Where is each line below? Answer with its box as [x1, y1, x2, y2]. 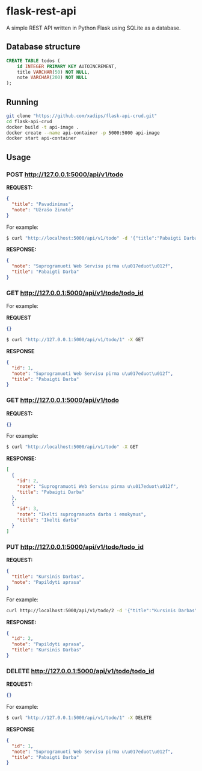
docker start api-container [6, 135, 77, 141]
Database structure [6, 42, 81, 52]
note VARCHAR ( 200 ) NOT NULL [17, 74, 87, 81]
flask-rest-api [6, 4, 76, 18]
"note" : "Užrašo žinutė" [11, 206, 74, 213]
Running [6, 97, 39, 107]
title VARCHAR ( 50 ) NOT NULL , [17, 69, 90, 75]
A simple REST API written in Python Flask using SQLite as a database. [6, 24, 182, 31]
